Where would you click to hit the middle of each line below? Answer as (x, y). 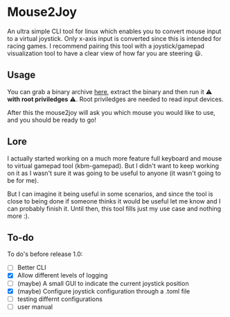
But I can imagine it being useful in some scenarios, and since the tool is (110, 194)
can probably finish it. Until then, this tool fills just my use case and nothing (114, 208)
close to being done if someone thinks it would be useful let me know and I (114, 201)
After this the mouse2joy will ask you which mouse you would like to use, (112, 112)
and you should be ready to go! (52, 120)
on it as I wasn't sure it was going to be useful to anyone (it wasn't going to (114, 173)
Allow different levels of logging (62, 275)
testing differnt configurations (60, 299)
